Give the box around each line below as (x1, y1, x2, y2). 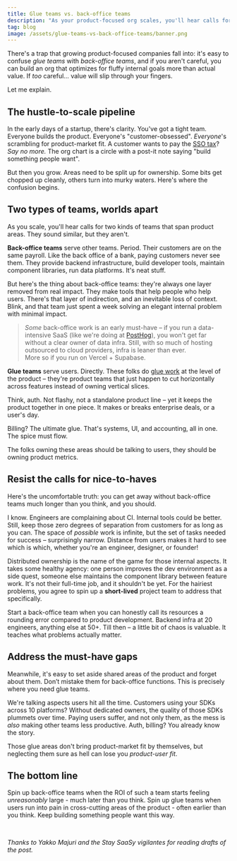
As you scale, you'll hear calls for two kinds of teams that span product (7, 222, 214, 231)
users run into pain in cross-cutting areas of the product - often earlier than (7, 803, 226, 812)
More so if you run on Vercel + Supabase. (24, 353, 146, 362)
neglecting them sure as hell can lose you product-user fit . (7, 749, 178, 758)
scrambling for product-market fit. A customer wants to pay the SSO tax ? (7, 140, 220, 148)
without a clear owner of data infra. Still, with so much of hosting (24, 338, 213, 346)
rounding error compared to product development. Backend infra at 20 (7, 615, 213, 624)
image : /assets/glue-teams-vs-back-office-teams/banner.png (7, 30, 188, 37)
